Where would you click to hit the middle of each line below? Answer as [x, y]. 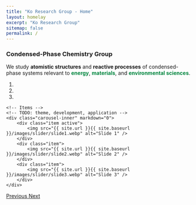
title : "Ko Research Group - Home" [50, 11]
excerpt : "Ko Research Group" [43, 22]
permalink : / [22, 34]
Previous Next [23, 196]
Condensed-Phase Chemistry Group [59, 54]
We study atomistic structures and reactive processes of [77, 67]
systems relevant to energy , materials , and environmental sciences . [107, 73]
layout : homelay [26, 17]
